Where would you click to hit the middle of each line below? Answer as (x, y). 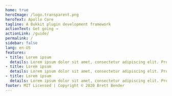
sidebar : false (21, 43)
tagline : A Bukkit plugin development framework (58, 24)
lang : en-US (18, 48)
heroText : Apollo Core (29, 19)
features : (16, 52)
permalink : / (19, 39)
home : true (17, 10)
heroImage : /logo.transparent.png (42, 15)
